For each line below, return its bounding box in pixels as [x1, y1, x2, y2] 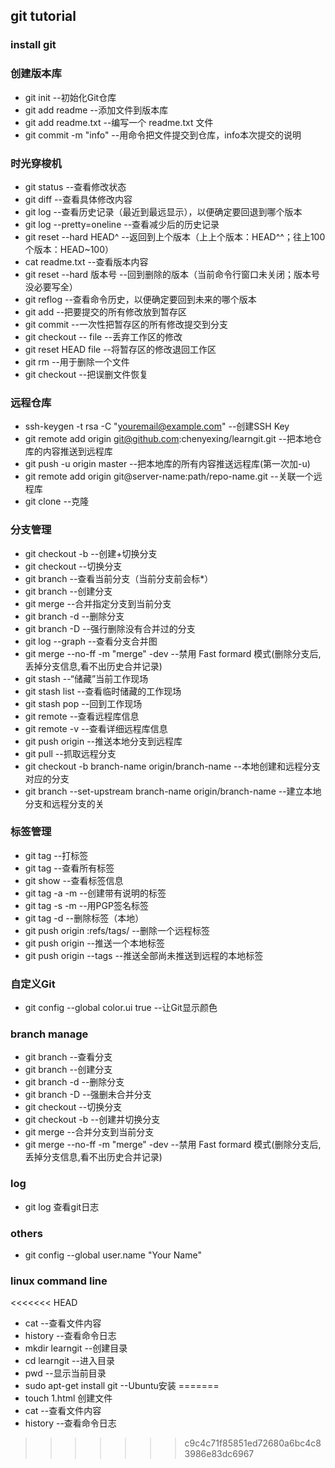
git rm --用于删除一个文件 [24, 355, 130, 368]
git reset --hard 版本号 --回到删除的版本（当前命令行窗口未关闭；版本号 [24, 268, 320, 280]
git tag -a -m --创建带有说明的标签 [24, 887, 167, 899]
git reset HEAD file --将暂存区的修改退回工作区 [24, 343, 217, 355]
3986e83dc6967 [184, 1448, 255, 1460]
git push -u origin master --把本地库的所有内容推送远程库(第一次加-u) [24, 458, 311, 470]
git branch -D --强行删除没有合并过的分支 [24, 622, 196, 634]
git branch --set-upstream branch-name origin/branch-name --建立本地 [24, 785, 322, 797]
